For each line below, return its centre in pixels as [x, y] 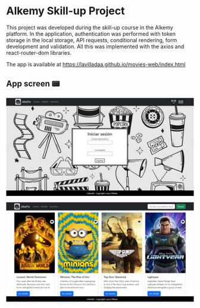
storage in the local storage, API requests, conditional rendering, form [92, 40]
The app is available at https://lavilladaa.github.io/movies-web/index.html [96, 64]
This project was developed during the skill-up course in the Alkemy [90, 27]
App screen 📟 [33, 84]
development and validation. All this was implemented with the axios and [95, 46]
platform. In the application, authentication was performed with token [91, 33]
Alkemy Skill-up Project [65, 11]
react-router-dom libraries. [39, 52]
